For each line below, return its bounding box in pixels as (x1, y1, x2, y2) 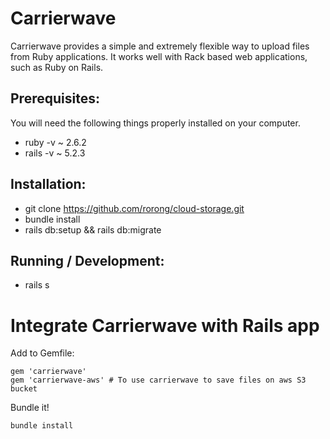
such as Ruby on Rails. (10, 61, 104, 73)
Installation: (10, 176, 87, 193)
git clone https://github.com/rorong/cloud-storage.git (24, 202, 245, 214)
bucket (10, 384, 38, 394)
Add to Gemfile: (10, 347, 75, 359)
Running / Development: (10, 252, 165, 269)
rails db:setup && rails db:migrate (24, 223, 162, 236)
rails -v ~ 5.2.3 (24, 147, 86, 159)
